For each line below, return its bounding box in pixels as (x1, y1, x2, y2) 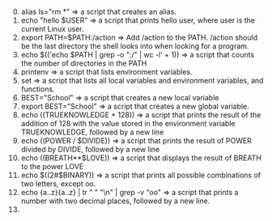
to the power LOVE (20, 162, 84, 171)
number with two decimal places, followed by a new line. (20, 196, 210, 206)
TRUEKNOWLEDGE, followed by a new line (20, 127, 164, 137)
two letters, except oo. (20, 179, 96, 189)
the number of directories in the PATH (20, 58, 147, 68)
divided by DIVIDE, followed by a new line (20, 145, 160, 154)
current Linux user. (20, 24, 84, 33)
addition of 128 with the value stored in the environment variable (20, 119, 236, 128)
